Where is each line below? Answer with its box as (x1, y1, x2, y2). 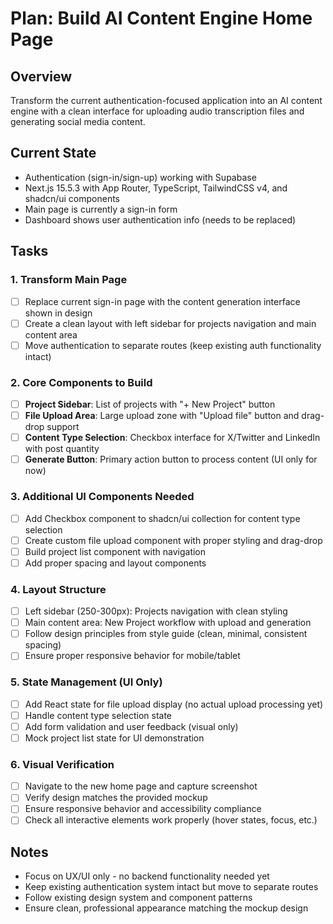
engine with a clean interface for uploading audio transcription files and (10, 105, 305, 117)
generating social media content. (10, 116, 146, 127)
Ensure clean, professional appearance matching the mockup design (24, 902, 309, 914)
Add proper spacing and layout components (24, 557, 207, 569)
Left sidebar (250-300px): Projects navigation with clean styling (24, 605, 288, 617)
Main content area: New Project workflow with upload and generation (24, 617, 312, 629)
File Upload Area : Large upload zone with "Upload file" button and (24, 410, 300, 422)
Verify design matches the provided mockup (24, 792, 208, 804)
